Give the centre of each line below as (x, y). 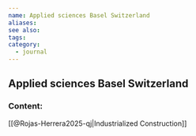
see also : (24, 30)
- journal (31, 52)
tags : (17, 37)
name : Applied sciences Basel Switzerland (79, 15)
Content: (26, 106)
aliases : (23, 23)
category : (24, 45)
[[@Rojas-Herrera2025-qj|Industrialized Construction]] (98, 123)
